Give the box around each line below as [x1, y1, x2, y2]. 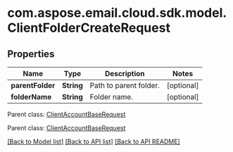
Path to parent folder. [89, 81, 160, 90]
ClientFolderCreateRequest [7, 20, 171, 36]
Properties [7, 48, 55, 60]
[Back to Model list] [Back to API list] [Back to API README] [7, 137, 181, 146]
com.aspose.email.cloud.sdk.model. [7, 5, 227, 21]
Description [104, 69, 146, 78]
